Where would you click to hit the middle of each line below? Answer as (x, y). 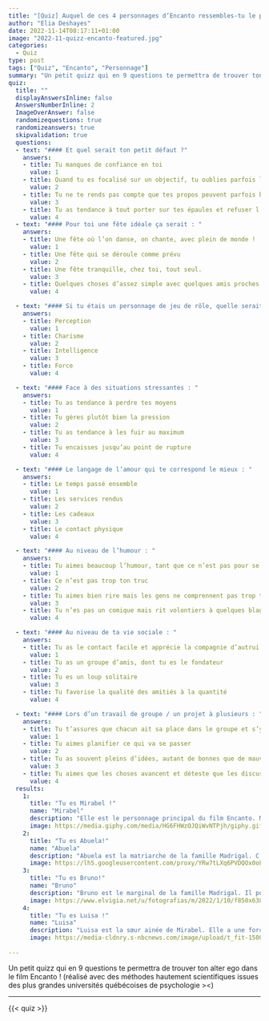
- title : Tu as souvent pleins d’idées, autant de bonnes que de (134, 759)
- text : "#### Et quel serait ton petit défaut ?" (102, 150)
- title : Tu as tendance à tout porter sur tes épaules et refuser (137, 209)
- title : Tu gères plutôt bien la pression (96, 418)
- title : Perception (57, 321)
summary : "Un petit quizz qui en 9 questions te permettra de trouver (128, 75)
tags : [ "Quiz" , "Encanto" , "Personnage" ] (78, 68)
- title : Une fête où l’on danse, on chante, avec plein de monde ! (139, 240)
